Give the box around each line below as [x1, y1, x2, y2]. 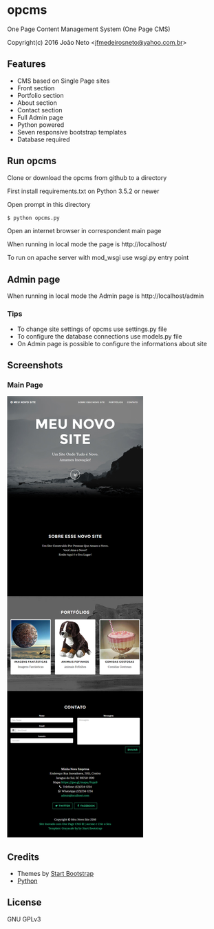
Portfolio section [17, 91, 64, 99]
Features [7, 58, 46, 70]
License [7, 897, 42, 908]
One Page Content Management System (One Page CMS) [7, 25, 171, 33]
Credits [7, 851, 40, 863]
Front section [17, 83, 55, 92]
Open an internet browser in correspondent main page [7, 227, 162, 235]
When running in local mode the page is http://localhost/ [7, 240, 167, 248]
